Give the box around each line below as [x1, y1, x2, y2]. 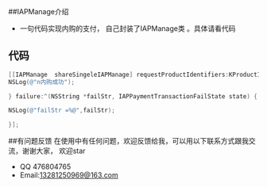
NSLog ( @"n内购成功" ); [8, 78, 75, 86]
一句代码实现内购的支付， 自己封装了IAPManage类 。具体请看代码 [19, 24, 236, 33]
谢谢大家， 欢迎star [21, 146, 86, 156]
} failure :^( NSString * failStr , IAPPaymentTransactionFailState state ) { [8, 92, 258, 101]
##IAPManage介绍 [8, 7, 69, 16]
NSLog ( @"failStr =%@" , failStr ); [8, 106, 115, 115]
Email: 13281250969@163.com [19, 170, 119, 180]
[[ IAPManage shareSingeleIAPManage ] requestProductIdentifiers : [8, 71, 229, 78]
